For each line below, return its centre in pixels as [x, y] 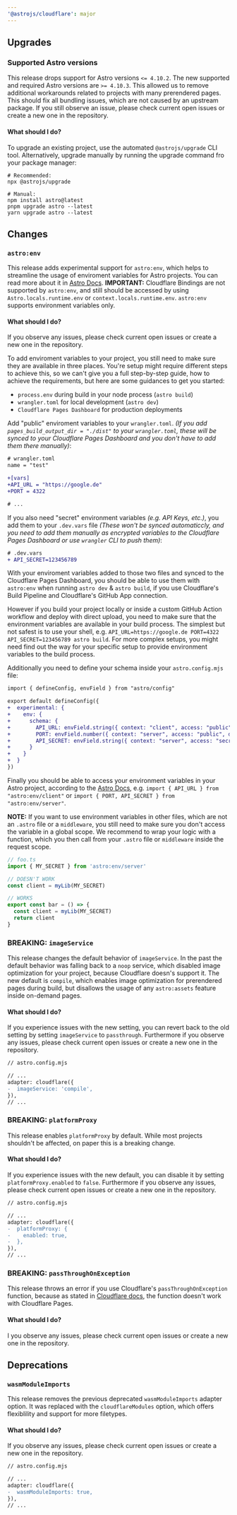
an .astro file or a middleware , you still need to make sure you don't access [116, 824]
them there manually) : [39, 446]
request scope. [29, 847]
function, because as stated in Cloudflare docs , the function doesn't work [114, 1296]
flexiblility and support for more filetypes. [67, 1414]
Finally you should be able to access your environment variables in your [111, 780]
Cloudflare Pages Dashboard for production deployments [100, 410]
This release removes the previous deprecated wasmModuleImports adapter [115, 1399]
